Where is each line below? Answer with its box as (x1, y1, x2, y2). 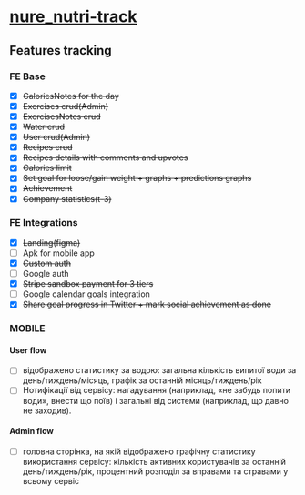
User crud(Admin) (22, 132, 91, 143)
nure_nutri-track (9, 6, 138, 27)
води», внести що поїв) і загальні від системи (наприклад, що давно (22, 395, 290, 406)
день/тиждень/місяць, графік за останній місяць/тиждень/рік (22, 375, 262, 386)
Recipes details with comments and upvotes (22, 152, 188, 163)
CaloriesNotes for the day (22, 90, 120, 101)
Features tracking (9, 43, 112, 58)
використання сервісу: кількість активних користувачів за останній (22, 456, 287, 467)
